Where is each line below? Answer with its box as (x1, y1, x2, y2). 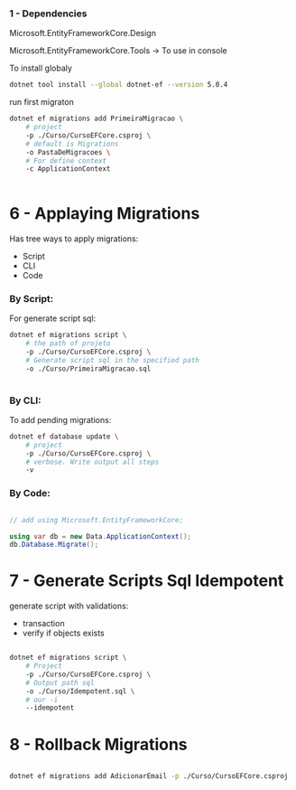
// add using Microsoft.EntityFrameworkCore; (9, 515, 183, 524)
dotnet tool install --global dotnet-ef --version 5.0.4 (9, 80, 228, 89)
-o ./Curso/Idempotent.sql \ (25, 686, 135, 696)
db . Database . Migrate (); (9, 541, 99, 550)
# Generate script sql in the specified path (25, 356, 200, 365)
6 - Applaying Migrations (9, 203, 200, 224)
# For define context (25, 156, 106, 165)
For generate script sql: (9, 313, 97, 324)
